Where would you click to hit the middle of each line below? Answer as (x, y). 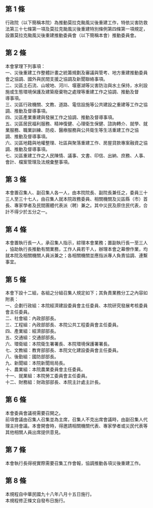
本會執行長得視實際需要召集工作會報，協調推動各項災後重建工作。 (74, 463)
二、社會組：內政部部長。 (32, 319)
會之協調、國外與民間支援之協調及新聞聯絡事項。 (56, 79)
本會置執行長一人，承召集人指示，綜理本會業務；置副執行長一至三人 (76, 243)
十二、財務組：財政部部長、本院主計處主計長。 (54, 382)
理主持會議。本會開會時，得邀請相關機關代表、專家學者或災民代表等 (76, 426)
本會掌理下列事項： (25, 66)
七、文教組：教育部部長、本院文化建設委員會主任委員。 (63, 350)
